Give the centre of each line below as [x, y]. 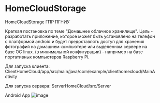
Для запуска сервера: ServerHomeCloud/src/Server [58, 86]
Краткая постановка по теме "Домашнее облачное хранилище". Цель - [79, 31]
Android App [18, 95]
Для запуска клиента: [27, 66]
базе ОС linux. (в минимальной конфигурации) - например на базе [74, 52]
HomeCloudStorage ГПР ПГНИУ [37, 22]
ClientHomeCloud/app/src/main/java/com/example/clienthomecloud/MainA [80, 71]
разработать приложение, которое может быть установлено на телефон [80, 36]
